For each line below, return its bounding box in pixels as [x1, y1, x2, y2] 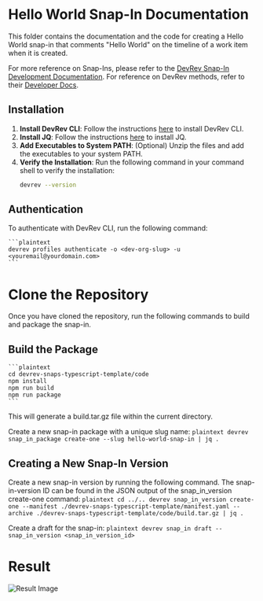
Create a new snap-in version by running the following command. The [8, 477, 235, 487]
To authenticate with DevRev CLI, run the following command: [8, 223, 208, 233]
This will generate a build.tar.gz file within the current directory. [8, 411, 214, 422]
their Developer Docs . [8, 80, 79, 90]
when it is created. [8, 48, 68, 57]
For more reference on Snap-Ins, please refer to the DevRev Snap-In [8, 63, 230, 72]
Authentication [8, 203, 84, 216]
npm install [8, 378, 47, 385]
